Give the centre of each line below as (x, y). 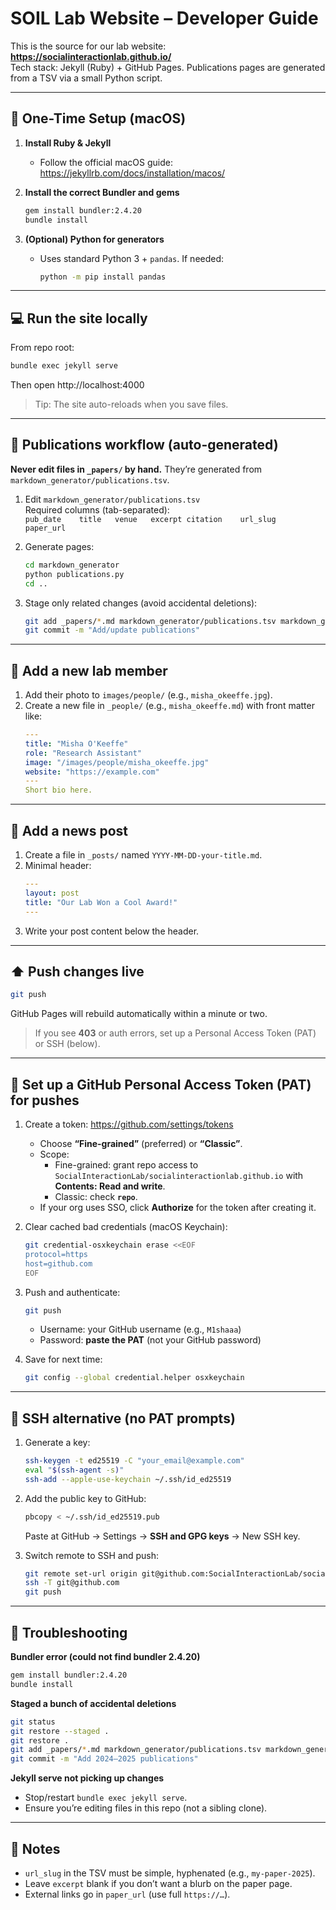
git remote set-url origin (81, 1573)
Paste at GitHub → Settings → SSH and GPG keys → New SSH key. (162, 1536)
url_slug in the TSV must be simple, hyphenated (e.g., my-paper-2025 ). (170, 1873)
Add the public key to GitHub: (85, 1498)
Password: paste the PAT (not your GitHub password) (150, 1340)
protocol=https (56, 1254)
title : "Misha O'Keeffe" (76, 743)
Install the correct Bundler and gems (102, 192)
